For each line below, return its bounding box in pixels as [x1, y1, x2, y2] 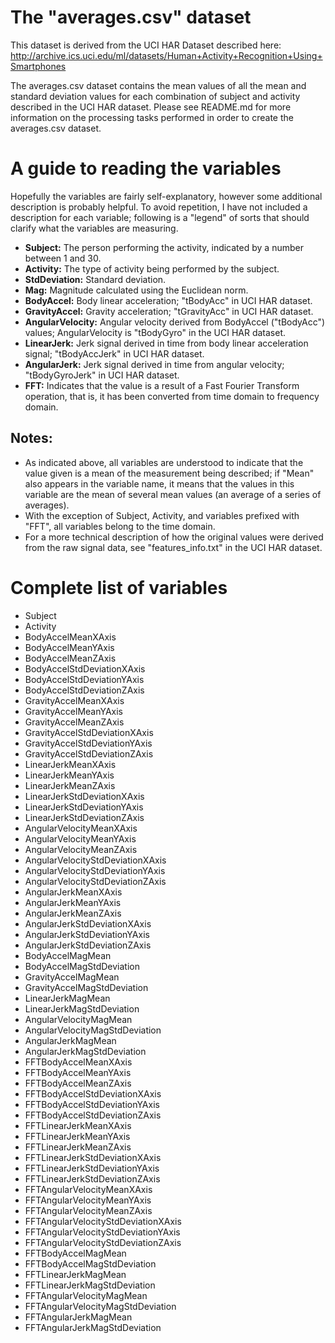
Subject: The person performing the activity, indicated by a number [24, 241, 304, 253]
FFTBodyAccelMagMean [24, 1247, 127, 1259]
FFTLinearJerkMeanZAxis [24, 1141, 132, 1153]
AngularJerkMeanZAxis [24, 907, 122, 919]
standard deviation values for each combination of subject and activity [10, 90, 301, 102]
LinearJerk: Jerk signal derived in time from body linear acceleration [24, 337, 309, 349]
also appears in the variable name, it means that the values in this [24, 477, 295, 490]
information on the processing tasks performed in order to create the [10, 111, 294, 123]
